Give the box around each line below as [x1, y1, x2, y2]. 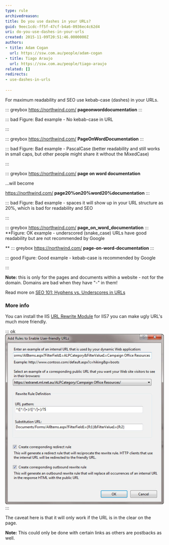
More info [5, 302, 29, 309]
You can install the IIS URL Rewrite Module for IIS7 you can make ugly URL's [5, 314, 162, 320]
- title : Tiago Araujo [5, 56, 53, 61]
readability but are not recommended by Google [5, 235, 105, 241]
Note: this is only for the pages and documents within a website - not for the [5, 274, 164, 280]
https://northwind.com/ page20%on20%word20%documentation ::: [5, 190, 150, 196]
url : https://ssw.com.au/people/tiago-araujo [10, 61, 107, 66]
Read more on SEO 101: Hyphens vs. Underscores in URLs [5, 289, 126, 295]
